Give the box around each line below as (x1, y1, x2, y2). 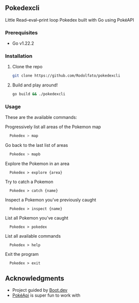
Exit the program (5, 251, 39, 257)
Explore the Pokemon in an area (5, 161, 70, 166)
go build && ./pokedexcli (12, 92, 65, 97)
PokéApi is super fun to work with (12, 292, 81, 299)
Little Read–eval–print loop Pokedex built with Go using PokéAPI (5, 17, 134, 23)
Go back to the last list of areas (5, 142, 68, 148)
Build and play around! (12, 82, 58, 88)
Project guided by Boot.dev (12, 287, 68, 293)
